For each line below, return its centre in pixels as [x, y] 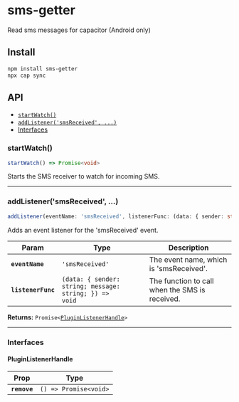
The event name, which [188, 260]
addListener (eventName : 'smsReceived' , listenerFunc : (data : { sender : [116, 216]
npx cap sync [27, 75]
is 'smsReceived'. [178, 268]
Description [188, 248]
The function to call [181, 281]
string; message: [91, 286]
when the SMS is [177, 290]
